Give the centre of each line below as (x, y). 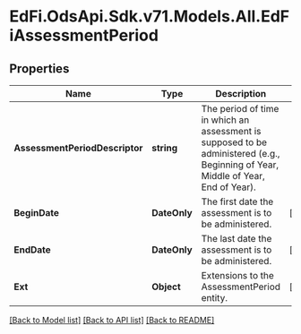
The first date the (237, 201)
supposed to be (234, 142)
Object (166, 287)
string (165, 148)
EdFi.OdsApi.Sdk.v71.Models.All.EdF (150, 17)
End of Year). (229, 187)
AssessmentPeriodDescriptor (78, 148)
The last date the (236, 239)
